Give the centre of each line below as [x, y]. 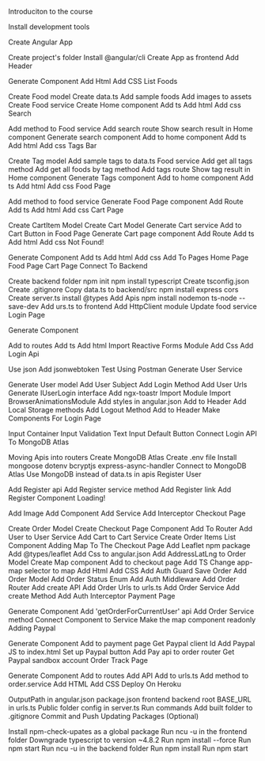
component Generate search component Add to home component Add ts [127, 137]
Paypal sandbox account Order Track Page [78, 660]
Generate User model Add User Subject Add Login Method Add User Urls [128, 384]
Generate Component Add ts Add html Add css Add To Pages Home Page [129, 257]
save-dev [24, 306]
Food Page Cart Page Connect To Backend [78, 266]
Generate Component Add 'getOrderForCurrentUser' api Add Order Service [131, 611]
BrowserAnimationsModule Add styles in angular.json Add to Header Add [127, 401]
